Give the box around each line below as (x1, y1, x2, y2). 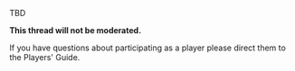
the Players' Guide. (9, 52, 81, 62)
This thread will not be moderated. (9, 25, 142, 35)
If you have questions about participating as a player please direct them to (9, 42, 287, 53)
